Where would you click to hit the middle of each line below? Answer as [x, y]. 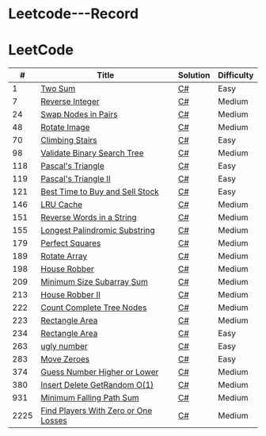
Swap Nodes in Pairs [79, 114]
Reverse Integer [70, 101]
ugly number [65, 346]
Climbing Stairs [69, 140]
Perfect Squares [71, 243]
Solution [194, 75]
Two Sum [58, 89]
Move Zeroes [65, 359]
